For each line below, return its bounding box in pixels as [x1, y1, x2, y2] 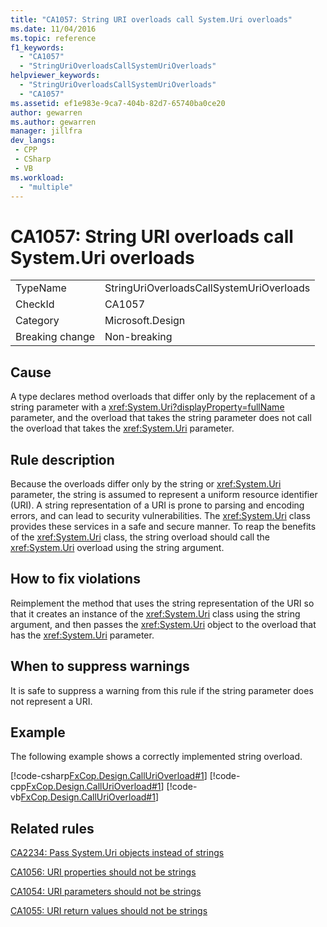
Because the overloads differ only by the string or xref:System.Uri [10, 477, 282, 490]
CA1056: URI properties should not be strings [10, 866, 197, 878]
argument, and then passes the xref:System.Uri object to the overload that [10, 618, 317, 630]
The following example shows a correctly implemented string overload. [10, 751, 303, 763]
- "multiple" [19, 182, 74, 192]
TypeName [15, 281, 67, 295]
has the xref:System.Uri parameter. [10, 629, 155, 641]
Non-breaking [104, 330, 173, 344]
